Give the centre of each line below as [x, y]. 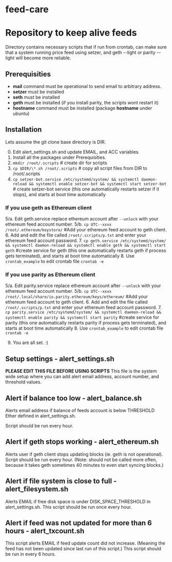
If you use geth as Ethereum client [49, 207]
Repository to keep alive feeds [71, 33]
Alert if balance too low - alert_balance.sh [74, 398]
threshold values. [24, 382]
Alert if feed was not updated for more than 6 [79, 523]
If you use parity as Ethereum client [50, 274]
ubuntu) [21, 113]
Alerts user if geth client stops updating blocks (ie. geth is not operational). [84, 454]
